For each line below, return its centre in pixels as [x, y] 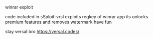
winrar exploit [19, 7]
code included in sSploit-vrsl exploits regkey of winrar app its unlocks [77, 17]
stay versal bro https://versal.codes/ [42, 31]
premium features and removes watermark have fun [59, 22]
